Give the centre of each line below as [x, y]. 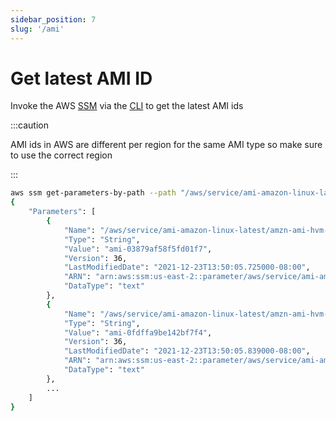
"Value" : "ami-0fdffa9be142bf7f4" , [138, 332]
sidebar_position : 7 [53, 19]
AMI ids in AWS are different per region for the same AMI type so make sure [166, 145]
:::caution [30, 125]
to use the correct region [61, 155]
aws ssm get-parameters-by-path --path [93, 193]
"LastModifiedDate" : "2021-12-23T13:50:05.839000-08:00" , [187, 351]
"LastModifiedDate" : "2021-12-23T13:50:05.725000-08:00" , [187, 267]
